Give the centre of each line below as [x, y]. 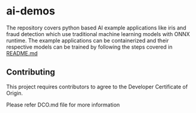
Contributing [31, 72]
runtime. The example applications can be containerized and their [88, 40]
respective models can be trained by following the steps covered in [89, 47]
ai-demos [31, 11]
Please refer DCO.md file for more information [63, 105]
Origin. [14, 93]
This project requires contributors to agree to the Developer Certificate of [97, 87]
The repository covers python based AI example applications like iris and [96, 28]
